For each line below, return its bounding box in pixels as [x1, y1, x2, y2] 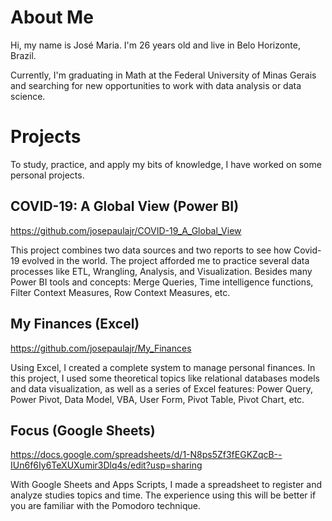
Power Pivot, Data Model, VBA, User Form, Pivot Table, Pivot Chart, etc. [10, 393, 305, 405]
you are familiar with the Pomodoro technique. [10, 500, 201, 512]
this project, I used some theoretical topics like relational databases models [10, 372, 320, 384]
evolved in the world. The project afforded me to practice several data [21, 254, 310, 266]
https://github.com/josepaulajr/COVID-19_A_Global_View [10, 224, 242, 236]
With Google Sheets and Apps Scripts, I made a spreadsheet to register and [10, 479, 322, 491]
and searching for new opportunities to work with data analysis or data [10, 79, 302, 91]
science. [10, 90, 46, 102]
